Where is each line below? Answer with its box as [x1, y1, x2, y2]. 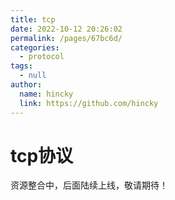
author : [10, 80, 43, 90]
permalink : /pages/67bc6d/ [10, 33, 123, 43]
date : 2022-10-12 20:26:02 [10, 24, 123, 34]
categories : [10, 42, 60, 53]
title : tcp [10, 14, 56, 25]
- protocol [19, 52, 65, 62]
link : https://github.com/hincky [19, 98, 159, 108]
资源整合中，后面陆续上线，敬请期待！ [10, 179, 168, 191]
